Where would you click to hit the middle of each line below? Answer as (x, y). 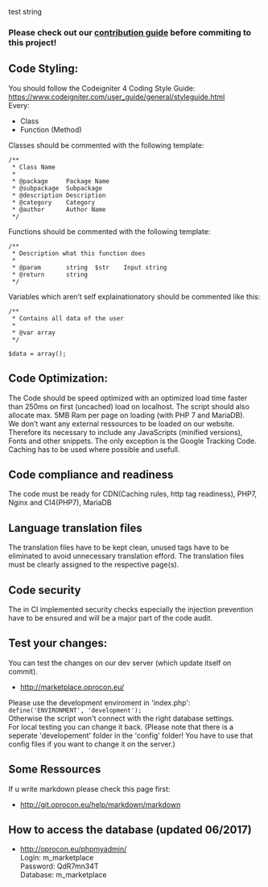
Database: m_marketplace (63, 875)
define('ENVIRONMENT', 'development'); (75, 710)
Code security (45, 590)
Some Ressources (55, 770)
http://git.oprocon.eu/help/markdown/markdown (100, 804)
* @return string (50, 274)
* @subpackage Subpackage (57, 188)
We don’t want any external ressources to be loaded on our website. (122, 424)
